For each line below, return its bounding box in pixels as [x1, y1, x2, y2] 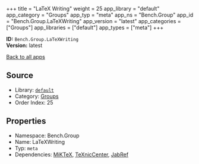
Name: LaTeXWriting [14, 138, 65, 145]
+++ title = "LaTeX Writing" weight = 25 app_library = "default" [6, 5, 160, 12]
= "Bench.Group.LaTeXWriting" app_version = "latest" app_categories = [6, 18, 181, 24]
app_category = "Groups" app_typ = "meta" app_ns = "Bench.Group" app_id [6, 11, 194, 18]
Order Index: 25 [14, 99, 53, 106]
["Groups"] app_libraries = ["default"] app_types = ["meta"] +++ [6, 24, 164, 31]
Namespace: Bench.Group [14, 132, 80, 139]
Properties [6, 116, 46, 127]
